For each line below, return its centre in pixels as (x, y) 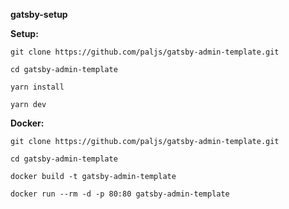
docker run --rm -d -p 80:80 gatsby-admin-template (120, 194)
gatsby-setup (39, 14)
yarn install (37, 87)
